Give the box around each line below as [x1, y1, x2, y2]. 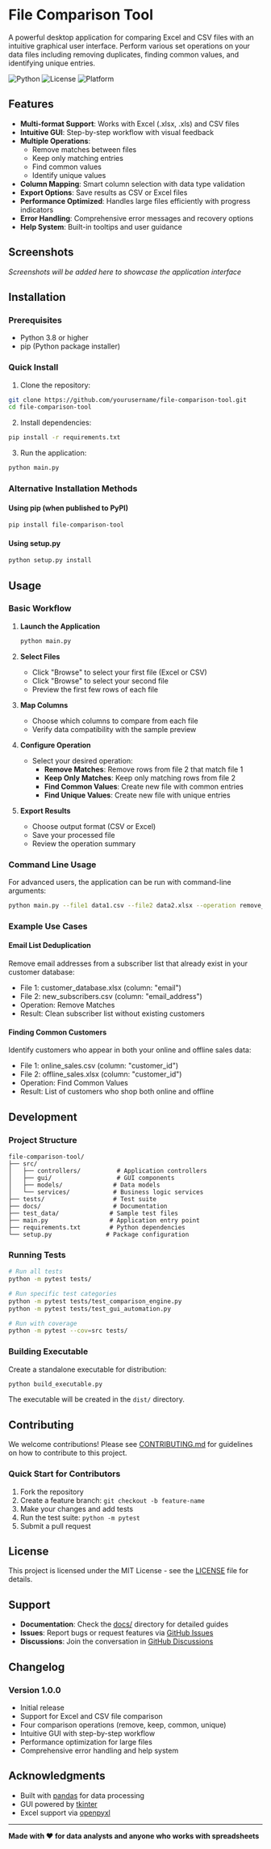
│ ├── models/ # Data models [8, 1181, 161, 1189]
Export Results [19, 806, 71, 815]
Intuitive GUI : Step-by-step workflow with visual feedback [19, 127, 215, 137]
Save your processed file [31, 830, 115, 840]
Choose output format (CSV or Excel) [31, 821, 156, 831]
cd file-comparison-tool [8, 403, 92, 412]
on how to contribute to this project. [8, 1448, 127, 1458]
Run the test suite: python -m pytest [19, 1513, 140, 1522]
